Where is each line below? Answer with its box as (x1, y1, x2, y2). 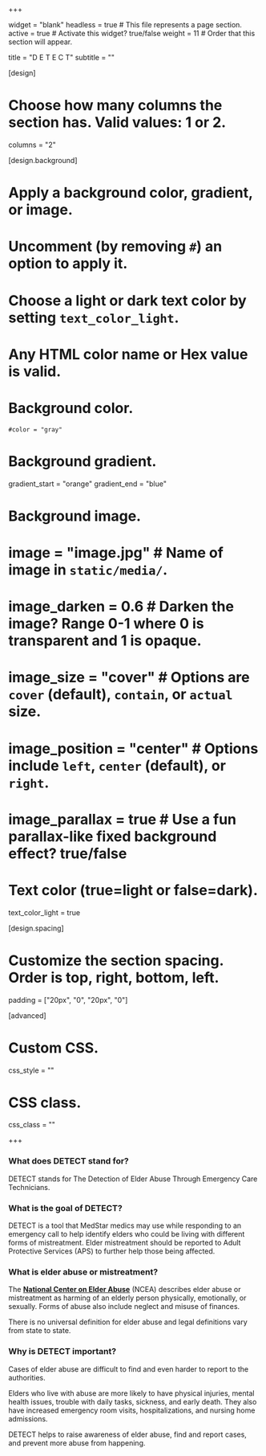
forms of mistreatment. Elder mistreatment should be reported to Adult (8, 1238, 241, 1248)
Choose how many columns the (8, 96, 223, 115)
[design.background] (8, 155, 78, 165)
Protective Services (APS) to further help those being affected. (8, 1246, 216, 1256)
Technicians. (8, 1182, 50, 1192)
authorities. (8, 1372, 46, 1382)
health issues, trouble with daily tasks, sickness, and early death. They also (8, 1397, 257, 1406)
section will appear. (8, 37, 73, 47)
